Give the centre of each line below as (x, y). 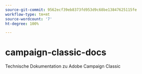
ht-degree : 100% (22, 24)
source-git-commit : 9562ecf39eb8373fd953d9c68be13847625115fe (71, 10)
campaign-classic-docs (56, 52)
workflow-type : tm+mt (28, 14)
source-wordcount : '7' (29, 19)
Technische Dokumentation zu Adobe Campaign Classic (63, 66)
